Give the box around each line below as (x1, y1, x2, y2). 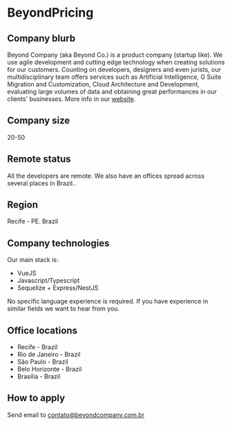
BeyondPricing (7, 5, 94, 21)
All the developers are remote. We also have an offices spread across (7, 172, 205, 180)
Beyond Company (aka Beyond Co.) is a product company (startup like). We (7, 50, 223, 59)
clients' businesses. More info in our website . (7, 95, 136, 103)
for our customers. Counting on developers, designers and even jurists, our (7, 66, 221, 73)
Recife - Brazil (17, 343, 58, 351)
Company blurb (7, 33, 76, 44)
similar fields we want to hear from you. (7, 304, 119, 313)
